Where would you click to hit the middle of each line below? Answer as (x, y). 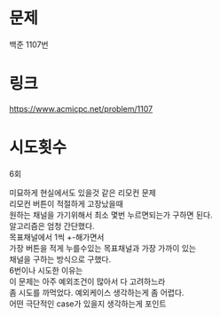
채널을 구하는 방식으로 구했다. (60, 259)
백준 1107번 (29, 44)
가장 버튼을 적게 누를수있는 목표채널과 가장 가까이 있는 (103, 248)
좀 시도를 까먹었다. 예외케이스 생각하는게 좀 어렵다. (97, 292)
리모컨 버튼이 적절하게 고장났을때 (67, 203)
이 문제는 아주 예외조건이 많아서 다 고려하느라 (87, 281)
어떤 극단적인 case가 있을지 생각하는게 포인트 (88, 304)
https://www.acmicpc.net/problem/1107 (81, 108)
